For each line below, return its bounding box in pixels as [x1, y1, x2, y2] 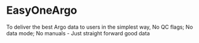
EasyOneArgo [6, 4, 77, 17]
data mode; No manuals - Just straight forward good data [6, 29, 150, 36]
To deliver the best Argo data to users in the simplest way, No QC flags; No [6, 23, 194, 30]
